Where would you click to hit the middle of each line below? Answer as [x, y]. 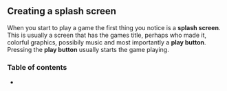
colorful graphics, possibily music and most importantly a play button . [107, 42]
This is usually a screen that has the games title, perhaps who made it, [107, 35]
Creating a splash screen [62, 11]
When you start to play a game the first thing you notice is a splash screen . [114, 27]
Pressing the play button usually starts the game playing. [88, 49]
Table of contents [37, 67]
